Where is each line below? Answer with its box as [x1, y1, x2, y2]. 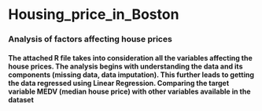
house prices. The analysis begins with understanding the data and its [8, 61, 243, 71]
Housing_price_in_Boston [8, 6, 179, 24]
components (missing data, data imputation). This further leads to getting [8, 69, 254, 80]
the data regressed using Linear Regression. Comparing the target [8, 78, 230, 87]
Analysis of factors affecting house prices [8, 34, 173, 45]
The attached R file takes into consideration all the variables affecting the [8, 53, 253, 62]
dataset [8, 94, 34, 104]
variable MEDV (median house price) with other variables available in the [8, 87, 251, 96]
